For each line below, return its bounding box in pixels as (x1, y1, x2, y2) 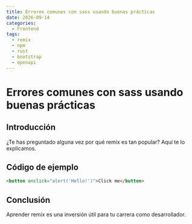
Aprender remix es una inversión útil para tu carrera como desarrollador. (6, 211, 186, 218)
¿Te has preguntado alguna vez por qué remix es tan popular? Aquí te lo (6, 138, 185, 146)
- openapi (11, 59, 36, 65)
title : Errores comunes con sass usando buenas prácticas (6, 8, 155, 15)
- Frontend (11, 25, 39, 32)
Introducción (6, 122, 56, 133)
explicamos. (6, 144, 36, 152)
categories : (6, 20, 36, 26)
